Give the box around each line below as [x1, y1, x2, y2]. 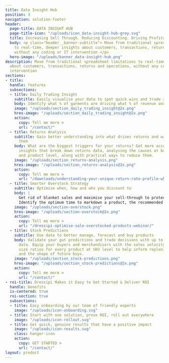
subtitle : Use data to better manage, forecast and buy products [14, 233, 154, 238]
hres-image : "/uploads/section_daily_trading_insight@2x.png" [14, 111, 147, 116]
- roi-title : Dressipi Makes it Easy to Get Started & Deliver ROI [5, 280, 150, 285]
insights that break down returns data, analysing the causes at [18, 148, 158, 153]
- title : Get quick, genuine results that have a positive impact [10, 322, 152, 327]
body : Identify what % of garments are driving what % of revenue [14, 101, 156, 107]
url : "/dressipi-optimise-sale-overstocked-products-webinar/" [18, 223, 154, 229]
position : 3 [5, 12, 30, 17]
